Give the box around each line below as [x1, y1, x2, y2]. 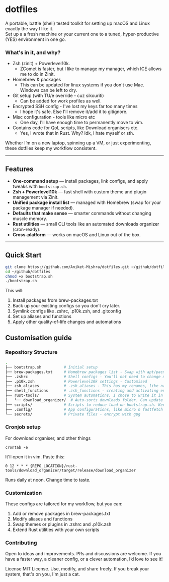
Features [5, 165, 34, 173]
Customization [5, 489, 42, 496]
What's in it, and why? [5, 49, 61, 56]
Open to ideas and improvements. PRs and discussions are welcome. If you [5, 551, 161, 557]
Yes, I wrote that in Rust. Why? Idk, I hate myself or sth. [20, 130, 134, 136]
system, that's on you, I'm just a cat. [5, 571, 80, 577]
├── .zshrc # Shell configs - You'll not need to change [5, 374, 161, 379]
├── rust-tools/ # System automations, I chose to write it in [5, 393, 163, 398]
